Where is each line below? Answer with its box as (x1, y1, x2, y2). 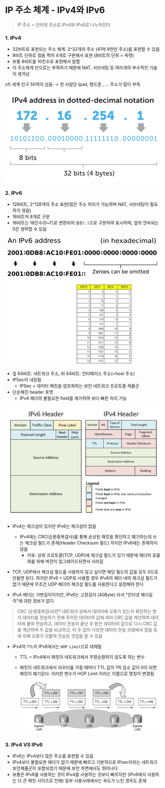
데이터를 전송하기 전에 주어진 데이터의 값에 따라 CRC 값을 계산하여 (22, 615, 150, 621)
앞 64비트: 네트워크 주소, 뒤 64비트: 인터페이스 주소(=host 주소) (12, 371, 135, 376)
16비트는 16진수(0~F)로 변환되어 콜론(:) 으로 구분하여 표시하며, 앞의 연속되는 (12, 220, 159, 226)
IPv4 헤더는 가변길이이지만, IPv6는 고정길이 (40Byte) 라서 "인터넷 (12, 592, 140, 598)
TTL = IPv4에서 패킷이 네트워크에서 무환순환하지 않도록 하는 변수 (19, 654, 145, 660)
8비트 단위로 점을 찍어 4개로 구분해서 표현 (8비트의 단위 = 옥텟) (12, 52, 134, 58)
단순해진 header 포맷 (12, 389, 53, 395)
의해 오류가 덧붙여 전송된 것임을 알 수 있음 (22, 633, 103, 639)
